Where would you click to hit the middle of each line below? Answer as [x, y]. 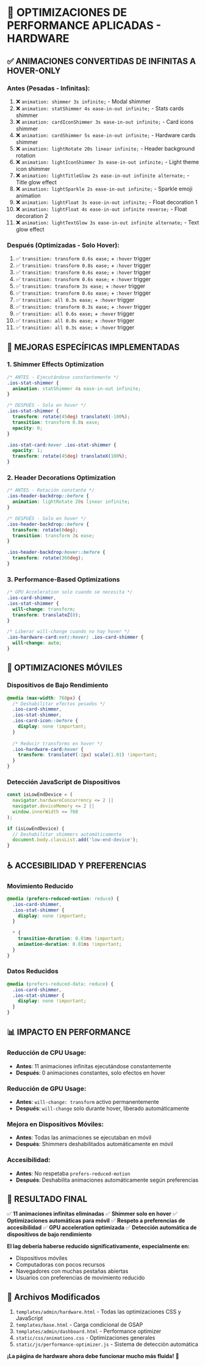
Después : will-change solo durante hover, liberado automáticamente [103, 1109]
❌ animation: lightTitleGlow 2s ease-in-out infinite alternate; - [103, 175]
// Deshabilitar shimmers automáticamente [67, 834]
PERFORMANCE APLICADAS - [84, 25]
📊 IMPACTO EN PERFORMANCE [69, 1032]
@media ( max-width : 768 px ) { [44, 698]
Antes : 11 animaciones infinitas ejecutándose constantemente [93, 1066]
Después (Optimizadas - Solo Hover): [63, 245]
